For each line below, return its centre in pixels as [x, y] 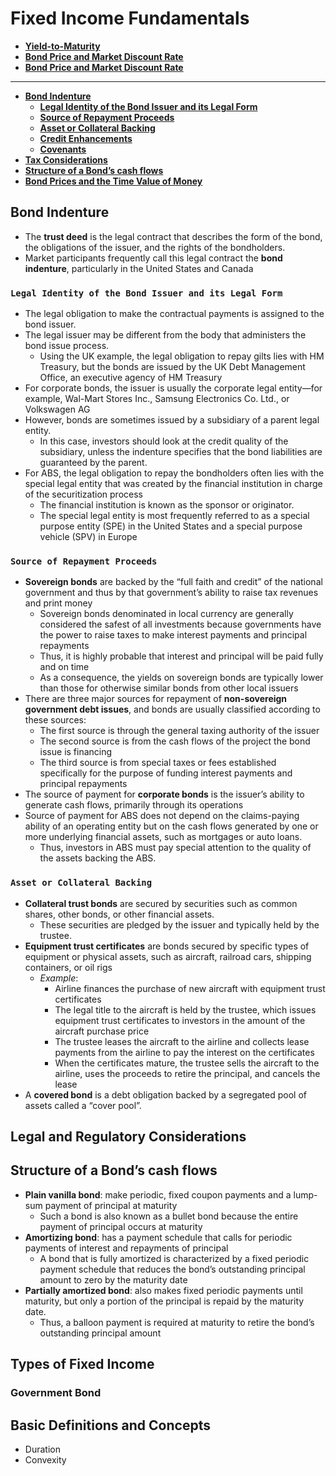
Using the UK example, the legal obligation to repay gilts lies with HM [182, 356]
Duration [42, 1449]
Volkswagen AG [57, 409]
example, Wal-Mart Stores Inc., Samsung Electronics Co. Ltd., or [157, 399]
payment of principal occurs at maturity [121, 1226]
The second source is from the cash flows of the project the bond [175, 741]
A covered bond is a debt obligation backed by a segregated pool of [165, 1094]
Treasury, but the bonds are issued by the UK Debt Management [172, 367]
